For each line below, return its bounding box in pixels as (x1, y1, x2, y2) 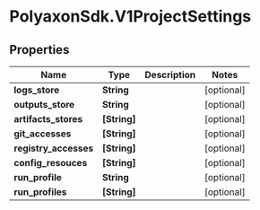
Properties (9, 42, 70, 57)
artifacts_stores (13, 113, 83, 125)
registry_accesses (13, 142, 94, 154)
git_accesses (13, 127, 72, 140)
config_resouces (13, 157, 88, 169)
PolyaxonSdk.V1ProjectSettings (9, 6, 252, 27)
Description (144, 69, 195, 81)
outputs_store (13, 99, 75, 110)
